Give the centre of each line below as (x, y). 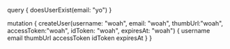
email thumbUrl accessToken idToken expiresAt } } (79, 38)
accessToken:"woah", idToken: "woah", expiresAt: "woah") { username (109, 31)
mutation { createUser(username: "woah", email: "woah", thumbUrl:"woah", (115, 23)
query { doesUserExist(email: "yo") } (60, 10)
